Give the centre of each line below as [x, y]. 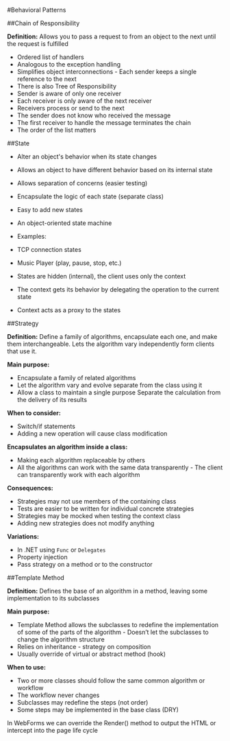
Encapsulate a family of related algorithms [76, 378]
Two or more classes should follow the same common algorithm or [111, 681]
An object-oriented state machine [64, 223]
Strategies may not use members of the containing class [97, 501]
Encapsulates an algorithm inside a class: [67, 447]
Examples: [31, 236]
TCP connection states [49, 249]
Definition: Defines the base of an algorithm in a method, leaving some [107, 591]
